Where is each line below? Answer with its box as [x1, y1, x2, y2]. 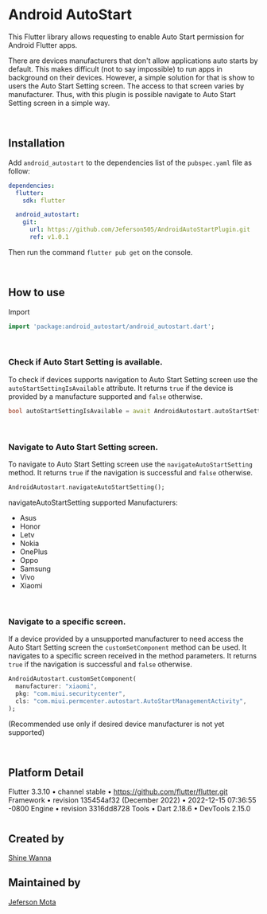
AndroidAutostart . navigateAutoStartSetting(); [8, 483, 165, 491]
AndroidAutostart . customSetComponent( [8, 675, 137, 683]
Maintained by [8, 876, 81, 889]
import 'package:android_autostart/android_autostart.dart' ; [8, 322, 215, 330]
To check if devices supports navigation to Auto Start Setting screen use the [8, 374, 258, 384]
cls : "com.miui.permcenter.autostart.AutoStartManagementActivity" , [15, 697, 247, 705]
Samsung [19, 564, 52, 573]
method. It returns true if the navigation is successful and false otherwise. [8, 468, 253, 478]
